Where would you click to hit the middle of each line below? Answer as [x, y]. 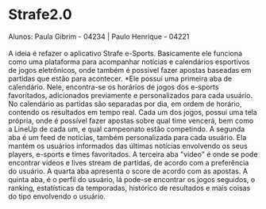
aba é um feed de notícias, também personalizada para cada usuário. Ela [127, 137]
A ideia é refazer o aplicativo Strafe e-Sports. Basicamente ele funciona [125, 53]
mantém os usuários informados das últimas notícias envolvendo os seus [128, 146]
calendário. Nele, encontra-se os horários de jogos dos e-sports [114, 87]
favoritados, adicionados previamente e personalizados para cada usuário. [130, 95]
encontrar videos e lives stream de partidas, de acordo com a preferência [129, 162]
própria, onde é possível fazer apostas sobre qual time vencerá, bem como [131, 120]
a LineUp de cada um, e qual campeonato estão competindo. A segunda [127, 129]
